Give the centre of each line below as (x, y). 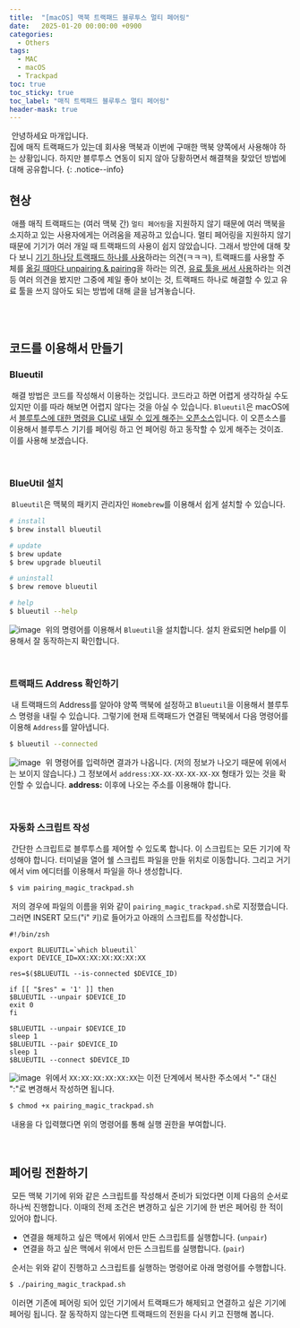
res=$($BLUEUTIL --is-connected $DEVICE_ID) (94, 974)
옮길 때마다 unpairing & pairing (81, 269)
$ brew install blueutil (56, 530)
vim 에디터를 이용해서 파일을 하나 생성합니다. (104, 871)
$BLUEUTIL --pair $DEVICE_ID (64, 1045)
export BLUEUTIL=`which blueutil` (74, 951)
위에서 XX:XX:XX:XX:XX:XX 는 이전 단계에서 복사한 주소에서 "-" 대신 (161, 1078)
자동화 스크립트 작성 (50, 828)
